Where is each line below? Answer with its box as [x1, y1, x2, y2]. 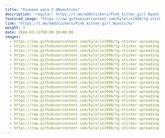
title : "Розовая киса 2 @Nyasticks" [5, 7, 80, 12]
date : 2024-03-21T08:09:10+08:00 [5, 30, 74, 35]
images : [5, 35, 21, 40]
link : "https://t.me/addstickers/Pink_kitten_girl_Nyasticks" [5, 21, 135, 26]
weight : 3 [5, 25, 26, 30]
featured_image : [5, 16, 38, 21]
